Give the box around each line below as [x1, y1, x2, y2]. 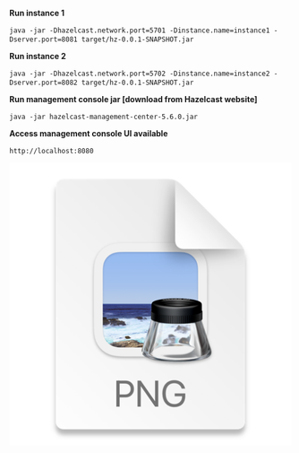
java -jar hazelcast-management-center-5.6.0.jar [9, 112, 199, 121]
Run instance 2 [9, 51, 67, 61]
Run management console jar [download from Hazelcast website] [9, 94, 258, 104]
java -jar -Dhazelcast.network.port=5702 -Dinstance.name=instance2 [9, 69, 270, 78]
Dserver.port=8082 [9, 78, 78, 87]
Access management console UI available [9, 128, 168, 138]
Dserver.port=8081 [9, 35, 78, 44]
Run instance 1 [9, 8, 65, 18]
